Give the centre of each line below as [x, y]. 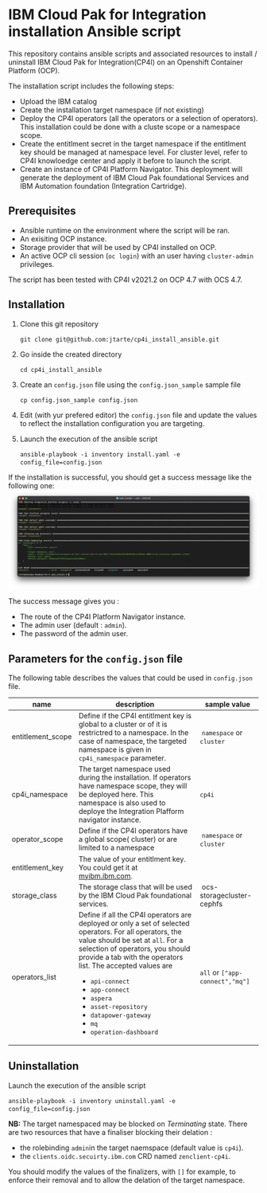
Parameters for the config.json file [96, 659]
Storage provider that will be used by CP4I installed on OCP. [118, 247]
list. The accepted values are [126, 966]
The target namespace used [124, 769]
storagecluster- [226, 895]
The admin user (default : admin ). [73, 625]
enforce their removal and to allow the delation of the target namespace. [127, 1179]
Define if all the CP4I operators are [135, 915]
